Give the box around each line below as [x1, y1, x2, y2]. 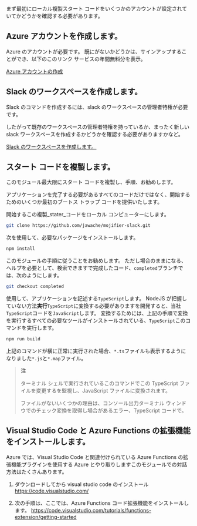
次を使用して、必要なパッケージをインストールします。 [6, 234, 139, 241]
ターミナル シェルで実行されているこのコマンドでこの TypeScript [20, 380, 178, 387]
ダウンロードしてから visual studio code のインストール [14, 481, 149, 488]
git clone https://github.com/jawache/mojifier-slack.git [6, 223, 151, 229]
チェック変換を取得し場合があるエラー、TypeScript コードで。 [36, 407, 187, 414]
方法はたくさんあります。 [6, 468, 67, 475]
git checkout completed [6, 284, 64, 290]
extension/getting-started [14, 513, 77, 520]
